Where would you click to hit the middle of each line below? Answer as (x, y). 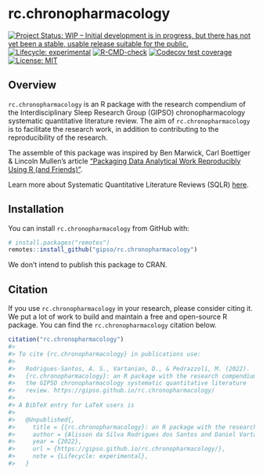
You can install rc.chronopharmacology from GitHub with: (99, 228)
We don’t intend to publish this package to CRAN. (88, 265)
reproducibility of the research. (58, 137)
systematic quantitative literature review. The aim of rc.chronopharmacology (129, 121)
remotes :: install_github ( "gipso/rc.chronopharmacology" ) (103, 250)
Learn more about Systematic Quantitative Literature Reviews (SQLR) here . (128, 185)
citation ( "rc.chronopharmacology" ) (66, 340)
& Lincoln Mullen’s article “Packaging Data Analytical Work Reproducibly (124, 161)
